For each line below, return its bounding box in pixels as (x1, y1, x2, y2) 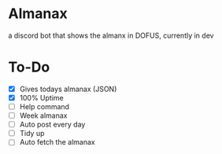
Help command (19, 102, 69, 111)
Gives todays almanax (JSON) (19, 84, 117, 93)
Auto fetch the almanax (19, 137, 96, 147)
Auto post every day (19, 119, 86, 130)
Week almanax (19, 111, 68, 120)
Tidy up (19, 129, 45, 138)
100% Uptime (19, 93, 65, 102)
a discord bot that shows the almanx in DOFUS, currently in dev (8, 31, 214, 40)
